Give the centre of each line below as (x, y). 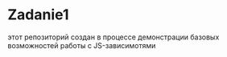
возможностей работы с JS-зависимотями (82, 45)
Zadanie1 (38, 15)
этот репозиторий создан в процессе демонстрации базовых (113, 37)
